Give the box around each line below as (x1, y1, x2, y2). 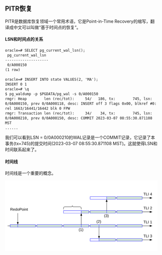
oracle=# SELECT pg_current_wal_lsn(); (5, 48, 86, 53)
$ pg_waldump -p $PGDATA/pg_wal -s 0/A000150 (5, 91, 98, 97)
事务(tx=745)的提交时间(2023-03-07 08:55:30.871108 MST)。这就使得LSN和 (5, 141, 158, 147)
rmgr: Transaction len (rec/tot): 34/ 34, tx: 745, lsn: (5, 111, 152, 116)
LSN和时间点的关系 (5, 36, 44, 42)
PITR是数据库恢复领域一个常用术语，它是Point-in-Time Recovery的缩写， (5, 18, 151, 24)
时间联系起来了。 (5, 147, 39, 152)
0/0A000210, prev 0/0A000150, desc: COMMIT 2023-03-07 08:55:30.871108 (5, 116, 152, 121)
